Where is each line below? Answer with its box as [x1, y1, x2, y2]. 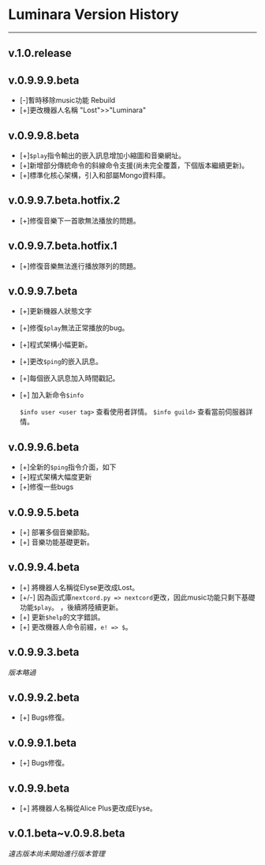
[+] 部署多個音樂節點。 [19, 528, 95, 537]
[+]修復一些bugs [19, 482, 74, 491]
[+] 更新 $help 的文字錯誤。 [19, 612, 105, 622]
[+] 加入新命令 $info [19, 390, 84, 400]
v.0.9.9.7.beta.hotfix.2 [8, 194, 121, 207]
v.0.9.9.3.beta [8, 645, 80, 659]
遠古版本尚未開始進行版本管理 [8, 848, 105, 858]
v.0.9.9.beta [8, 781, 70, 795]
